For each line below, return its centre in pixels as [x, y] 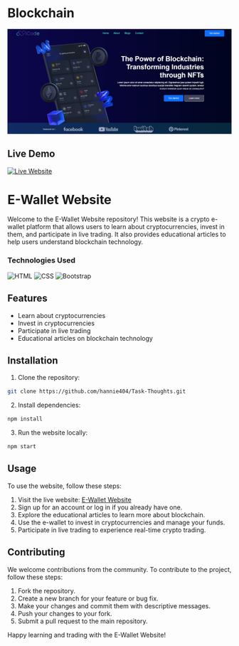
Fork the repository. [47, 591]
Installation [33, 360]
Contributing [36, 552]
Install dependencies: [49, 405]
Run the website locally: [53, 433]
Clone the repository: [49, 378]
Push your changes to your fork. [65, 613]
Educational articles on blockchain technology [85, 338]
